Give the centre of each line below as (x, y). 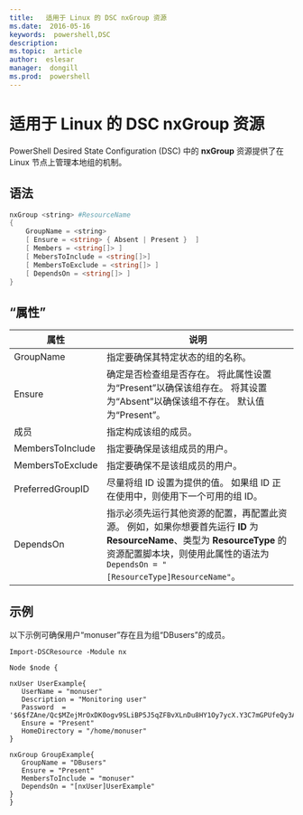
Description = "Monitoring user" (84, 699)
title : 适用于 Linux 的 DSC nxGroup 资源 (88, 18)
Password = (44, 707)
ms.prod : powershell (50, 77)
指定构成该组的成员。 (152, 432)
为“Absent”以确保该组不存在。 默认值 (186, 401)
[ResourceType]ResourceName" (169, 577)
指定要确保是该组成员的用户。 (170, 449)
